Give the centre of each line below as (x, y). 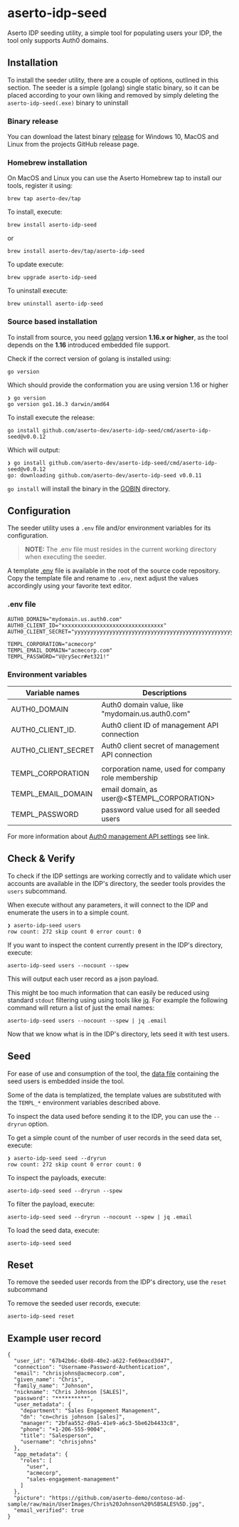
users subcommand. (37, 891)
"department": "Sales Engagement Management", (90, 1411)
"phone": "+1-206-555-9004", (63, 1429)
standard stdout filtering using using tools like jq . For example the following (118, 1000)
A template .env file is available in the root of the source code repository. (114, 570)
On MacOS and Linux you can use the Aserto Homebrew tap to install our (115, 178)
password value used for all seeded (161, 810)
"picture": (30, 1498)
